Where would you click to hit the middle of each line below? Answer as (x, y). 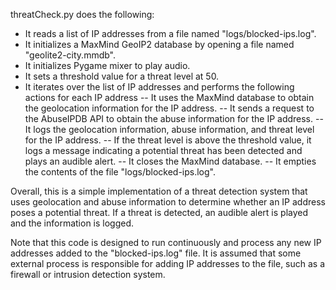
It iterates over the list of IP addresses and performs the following (159, 87)
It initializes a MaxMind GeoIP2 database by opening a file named (159, 44)
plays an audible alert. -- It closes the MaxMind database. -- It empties (170, 161)
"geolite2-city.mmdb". (70, 55)
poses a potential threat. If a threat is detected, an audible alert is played (159, 212)
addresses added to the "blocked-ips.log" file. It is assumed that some (156, 253)
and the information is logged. (72, 223)
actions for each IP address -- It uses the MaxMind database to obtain (169, 97)
